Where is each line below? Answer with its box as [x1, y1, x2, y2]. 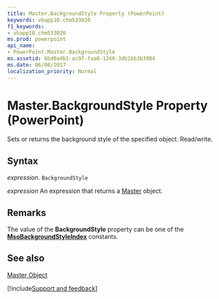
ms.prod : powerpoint [7, 36, 67, 43]
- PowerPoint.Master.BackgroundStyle [7, 49, 116, 56]
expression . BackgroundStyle [7, 173, 88, 182]
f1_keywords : [7, 23, 45, 30]
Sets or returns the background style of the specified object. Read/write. [7, 135, 213, 144]
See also [7, 253, 45, 264]
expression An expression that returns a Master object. [7, 187, 163, 195]
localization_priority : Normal [7, 68, 97, 75]
